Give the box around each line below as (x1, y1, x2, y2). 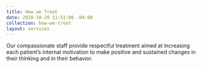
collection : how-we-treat (6, 20, 71, 26)
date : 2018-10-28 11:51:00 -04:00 (6, 14, 93, 20)
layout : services (6, 25, 50, 32)
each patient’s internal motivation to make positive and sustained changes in (6, 49, 196, 56)
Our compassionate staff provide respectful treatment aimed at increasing (6, 42, 190, 49)
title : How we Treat (6, 8, 58, 15)
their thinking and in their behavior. (6, 55, 93, 62)
